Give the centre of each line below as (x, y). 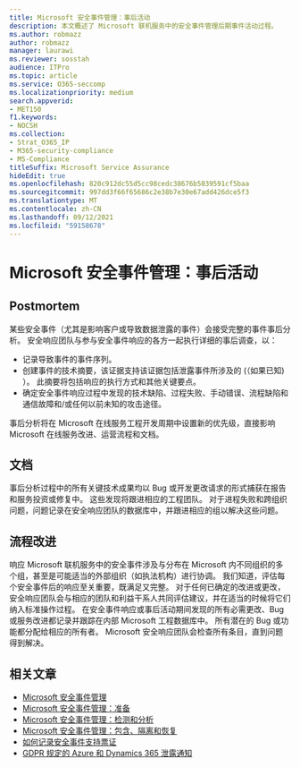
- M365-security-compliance (62, 150)
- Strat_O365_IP (39, 142)
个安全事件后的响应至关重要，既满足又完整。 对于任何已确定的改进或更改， (147, 587)
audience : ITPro (39, 68)
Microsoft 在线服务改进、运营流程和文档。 (87, 434)
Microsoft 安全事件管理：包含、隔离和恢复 (100, 730)
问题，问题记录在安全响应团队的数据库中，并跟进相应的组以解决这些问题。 (146, 510)
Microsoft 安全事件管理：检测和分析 (88, 719)
